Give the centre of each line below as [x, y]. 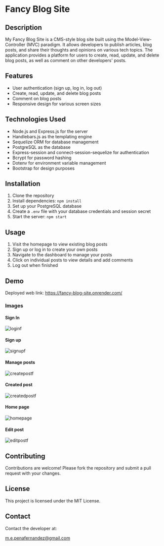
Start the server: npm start [39, 217]
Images [14, 305]
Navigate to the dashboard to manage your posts [62, 255]
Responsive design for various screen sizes [57, 104]
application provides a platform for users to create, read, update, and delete [82, 55]
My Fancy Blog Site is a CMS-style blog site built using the [65, 39]
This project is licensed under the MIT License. [53, 501]
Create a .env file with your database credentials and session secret [82, 211]
